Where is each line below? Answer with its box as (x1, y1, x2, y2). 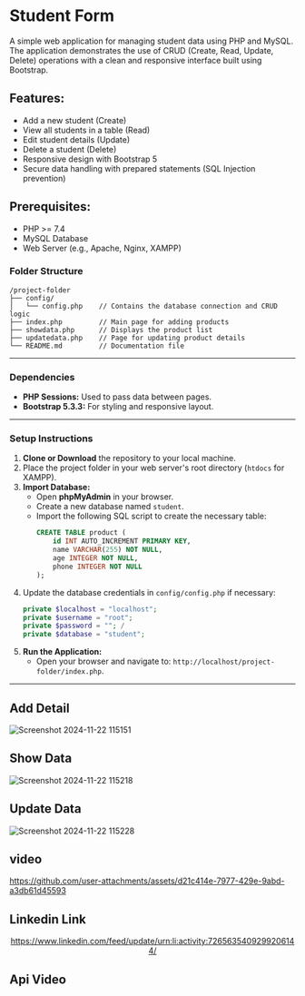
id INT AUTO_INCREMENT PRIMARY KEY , (53, 537, 192, 546)
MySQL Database (22, 232, 89, 243)
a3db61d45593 (9, 885, 66, 896)
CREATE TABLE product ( (35, 528, 127, 537)
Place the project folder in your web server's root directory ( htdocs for (22, 462, 285, 473)
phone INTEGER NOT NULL (53, 562, 143, 571)
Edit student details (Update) (22, 133, 131, 145)
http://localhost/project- (172, 657, 275, 667)
